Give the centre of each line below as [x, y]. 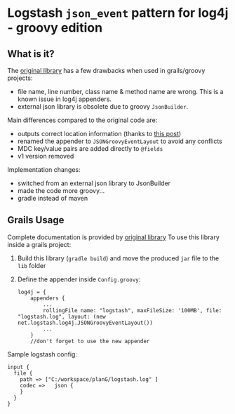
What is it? [31, 54]
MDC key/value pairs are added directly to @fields [90, 148]
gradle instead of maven [53, 198]
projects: [20, 78]
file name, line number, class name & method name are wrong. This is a [120, 92]
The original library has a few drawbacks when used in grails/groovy [106, 71]
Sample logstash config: [42, 354]
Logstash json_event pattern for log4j [118, 13]
